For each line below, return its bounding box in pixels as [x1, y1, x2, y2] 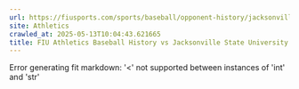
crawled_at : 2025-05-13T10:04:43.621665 [9, 29, 162, 38]
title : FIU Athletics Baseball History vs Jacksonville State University [9, 37, 289, 47]
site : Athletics [9, 21, 69, 30]
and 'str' [9, 72, 40, 83]
